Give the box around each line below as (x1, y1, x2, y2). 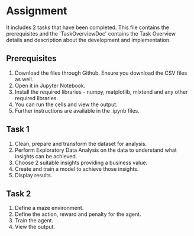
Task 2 (6, 189, 31, 199)
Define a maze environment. (14, 205, 84, 212)
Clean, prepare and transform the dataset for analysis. (14, 140, 147, 147)
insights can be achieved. (14, 152, 77, 160)
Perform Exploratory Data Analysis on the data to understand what (14, 146, 177, 154)
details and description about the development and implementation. (6, 36, 171, 43)
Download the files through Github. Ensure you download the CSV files (14, 69, 187, 76)
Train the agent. (14, 217, 54, 224)
